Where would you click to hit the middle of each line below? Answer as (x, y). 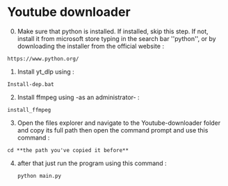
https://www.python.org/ (43, 59)
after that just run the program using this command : (92, 163)
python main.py (39, 176)
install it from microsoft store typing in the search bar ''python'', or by (117, 38)
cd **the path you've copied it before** (68, 150)
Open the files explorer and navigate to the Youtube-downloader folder (119, 123)
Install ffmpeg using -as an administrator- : (79, 97)
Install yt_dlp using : (46, 71)
